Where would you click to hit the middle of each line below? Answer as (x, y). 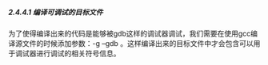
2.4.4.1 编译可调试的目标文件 (56, 12)
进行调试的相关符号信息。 (78, 53)
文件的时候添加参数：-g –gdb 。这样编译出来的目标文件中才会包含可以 (138, 43)
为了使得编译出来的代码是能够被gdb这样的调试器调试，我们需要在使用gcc (130, 33)
